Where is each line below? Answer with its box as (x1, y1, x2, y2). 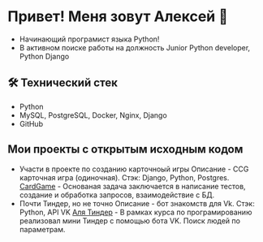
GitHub (19, 119, 44, 128)
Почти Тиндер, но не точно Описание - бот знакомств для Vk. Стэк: (19, 198, 255, 208)
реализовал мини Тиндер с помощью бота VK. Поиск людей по (19, 215, 241, 226)
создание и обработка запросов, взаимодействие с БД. (19, 190, 215, 200)
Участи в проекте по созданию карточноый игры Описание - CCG (19, 164, 249, 174)
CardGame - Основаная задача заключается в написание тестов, (19, 181, 246, 191)
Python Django (19, 51, 70, 61)
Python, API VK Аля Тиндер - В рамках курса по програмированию (19, 207, 252, 217)
